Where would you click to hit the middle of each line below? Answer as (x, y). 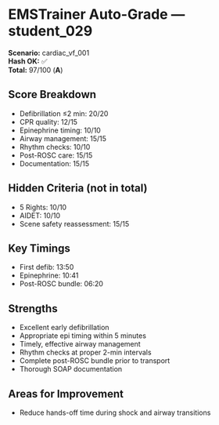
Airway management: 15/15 (63, 138)
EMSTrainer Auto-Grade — (97, 15)
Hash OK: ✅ (28, 61)
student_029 (50, 31)
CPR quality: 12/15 (48, 122)
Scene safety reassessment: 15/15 (74, 223)
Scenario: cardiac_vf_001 (49, 53)
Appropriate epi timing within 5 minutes (83, 336)
